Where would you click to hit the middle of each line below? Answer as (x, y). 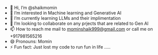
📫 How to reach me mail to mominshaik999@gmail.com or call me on (81, 29)
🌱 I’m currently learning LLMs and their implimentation (65, 18)
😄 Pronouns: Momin (31, 41)
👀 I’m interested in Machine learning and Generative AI (66, 13)
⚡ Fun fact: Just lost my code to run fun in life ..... (60, 47)
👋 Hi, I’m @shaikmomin (33, 8)
